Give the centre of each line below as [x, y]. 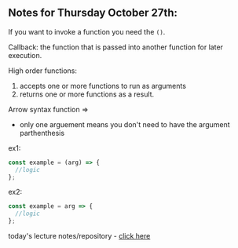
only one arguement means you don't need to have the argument [124, 124]
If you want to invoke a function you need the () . [87, 31]
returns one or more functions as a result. [87, 94]
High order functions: [42, 71]
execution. [25, 55]
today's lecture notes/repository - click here [79, 236]
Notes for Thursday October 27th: [93, 13]
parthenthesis [42, 133]
